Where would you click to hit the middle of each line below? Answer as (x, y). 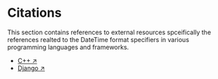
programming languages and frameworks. (68, 47)
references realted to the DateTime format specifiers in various (98, 39)
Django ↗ (31, 68)
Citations (34, 13)
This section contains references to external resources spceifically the (109, 32)
